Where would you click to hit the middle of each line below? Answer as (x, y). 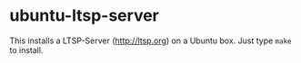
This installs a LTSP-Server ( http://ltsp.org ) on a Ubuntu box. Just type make (150, 40)
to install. (26, 49)
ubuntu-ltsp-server (84, 16)
